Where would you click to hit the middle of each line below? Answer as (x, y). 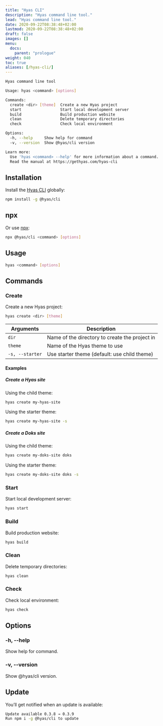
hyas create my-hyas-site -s (36, 421)
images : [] (17, 39)
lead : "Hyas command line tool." (41, 20)
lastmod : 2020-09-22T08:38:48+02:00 (44, 29)
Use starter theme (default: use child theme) (100, 354)
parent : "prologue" (35, 53)
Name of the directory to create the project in (101, 337)
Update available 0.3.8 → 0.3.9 (40, 714)
